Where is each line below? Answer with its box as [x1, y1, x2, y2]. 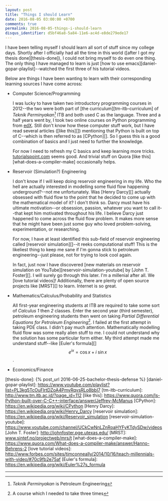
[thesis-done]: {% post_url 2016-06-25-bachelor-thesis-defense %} [5, 376, 146, 382]
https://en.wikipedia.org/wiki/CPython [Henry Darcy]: [5, 403, 115, 409]
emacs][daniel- [125, 61, 157, 66]
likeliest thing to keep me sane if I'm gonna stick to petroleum [12, 246, 139, 252]
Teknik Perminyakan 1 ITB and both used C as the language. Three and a [12, 111, 161, 118]
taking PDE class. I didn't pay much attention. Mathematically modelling [12, 324, 160, 330]
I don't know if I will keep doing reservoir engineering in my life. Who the [12, 178, 162, 184]
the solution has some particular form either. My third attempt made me [12, 335, 159, 341]
